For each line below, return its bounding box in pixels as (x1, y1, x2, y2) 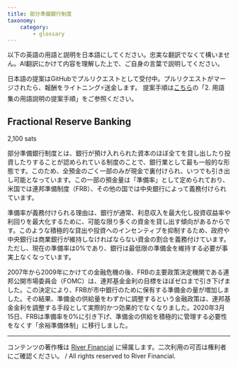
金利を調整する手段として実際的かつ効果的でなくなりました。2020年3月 (13, 303, 225, 312)
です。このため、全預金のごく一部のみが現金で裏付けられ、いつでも (13, 167, 212, 175)
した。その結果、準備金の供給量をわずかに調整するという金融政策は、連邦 (7, 295, 225, 303)
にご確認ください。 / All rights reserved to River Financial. (7, 352, 176, 361)
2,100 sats (7, 134, 37, 143)
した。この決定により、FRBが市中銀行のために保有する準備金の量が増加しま (7, 285, 230, 295)
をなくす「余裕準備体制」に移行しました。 (7, 321, 132, 330)
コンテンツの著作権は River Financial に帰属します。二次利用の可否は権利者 (7, 343, 227, 351)
